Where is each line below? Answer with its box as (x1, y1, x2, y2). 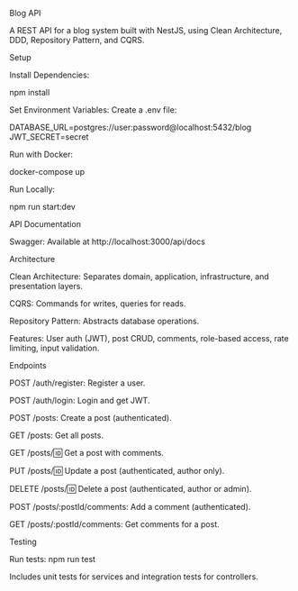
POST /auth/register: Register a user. (9, 377, 146, 388)
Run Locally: (9, 184, 56, 195)
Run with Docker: (9, 149, 74, 159)
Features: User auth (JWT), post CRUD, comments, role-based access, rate (9, 333, 290, 343)
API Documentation (9, 219, 81, 229)
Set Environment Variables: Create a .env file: (9, 105, 177, 115)
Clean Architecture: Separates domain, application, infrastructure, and (9, 271, 270, 282)
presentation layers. (9, 281, 84, 291)
